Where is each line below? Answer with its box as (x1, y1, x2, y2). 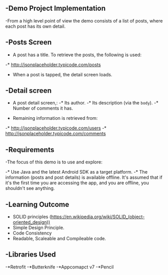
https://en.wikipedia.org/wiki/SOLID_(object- (51, 214, 145, 220)
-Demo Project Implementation (5, 4, 106, 13)
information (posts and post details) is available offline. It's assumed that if (5, 174, 163, 181)
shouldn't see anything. (5, 185, 55, 192)
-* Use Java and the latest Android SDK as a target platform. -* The (5, 169, 148, 175)
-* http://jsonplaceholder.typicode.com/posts (5, 61, 101, 68)
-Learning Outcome (5, 200, 70, 209)
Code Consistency (12, 230, 52, 236)
